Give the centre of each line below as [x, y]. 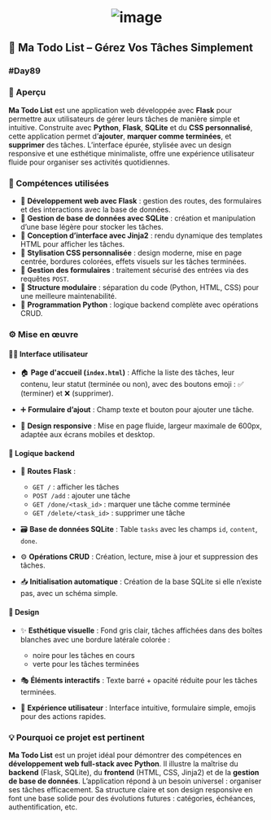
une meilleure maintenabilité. [68, 296]
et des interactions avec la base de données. [95, 210]
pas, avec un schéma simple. [69, 594]
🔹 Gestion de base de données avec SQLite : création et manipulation [138, 218]
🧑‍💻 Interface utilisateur [48, 353]
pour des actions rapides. [63, 716]
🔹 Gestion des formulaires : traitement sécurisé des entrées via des [134, 270]
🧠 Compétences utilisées [59, 183]
